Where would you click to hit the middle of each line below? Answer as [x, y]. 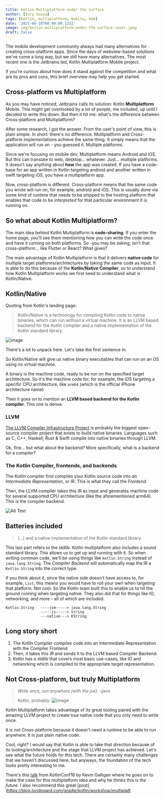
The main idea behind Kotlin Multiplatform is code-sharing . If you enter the [81, 232]
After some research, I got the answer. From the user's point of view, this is [81, 129]
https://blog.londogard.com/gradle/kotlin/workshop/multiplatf [69, 791]
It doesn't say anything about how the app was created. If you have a [75, 164]
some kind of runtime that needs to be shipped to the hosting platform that [81, 195]
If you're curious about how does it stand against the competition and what [81, 71]
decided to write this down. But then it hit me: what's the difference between [82, 114]
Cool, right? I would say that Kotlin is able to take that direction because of [80, 745]
